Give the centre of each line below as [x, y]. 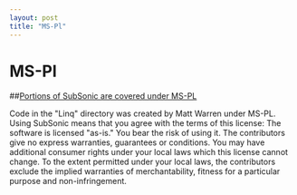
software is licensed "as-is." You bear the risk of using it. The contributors [147, 133]
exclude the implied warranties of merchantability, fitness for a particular [145, 171]
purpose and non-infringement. [68, 181]
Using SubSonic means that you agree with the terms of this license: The [145, 123]
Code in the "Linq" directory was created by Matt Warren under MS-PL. [143, 113]
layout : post [34, 18]
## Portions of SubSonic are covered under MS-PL [103, 96]
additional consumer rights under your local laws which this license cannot [148, 152]
